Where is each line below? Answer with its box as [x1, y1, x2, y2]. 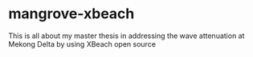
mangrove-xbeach [8, 5, 135, 23]
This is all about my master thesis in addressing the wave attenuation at [8, 31, 245, 40]
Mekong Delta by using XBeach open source [8, 39, 157, 48]
